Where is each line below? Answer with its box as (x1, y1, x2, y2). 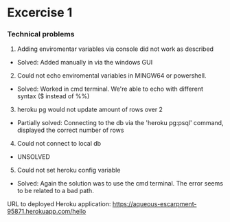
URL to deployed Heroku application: (7, 200, 111, 208)
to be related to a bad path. (16, 187, 94, 195)
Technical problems (7, 30, 75, 39)
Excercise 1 (7, 5, 73, 21)
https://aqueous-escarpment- (112, 200, 197, 208)
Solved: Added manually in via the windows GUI (16, 58, 153, 67)
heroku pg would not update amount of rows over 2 (16, 105, 163, 114)
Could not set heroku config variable (16, 166, 121, 175)
